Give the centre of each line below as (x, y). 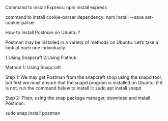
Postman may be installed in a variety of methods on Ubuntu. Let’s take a (82, 42)
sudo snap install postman (33, 113)
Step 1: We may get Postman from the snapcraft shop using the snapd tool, (84, 77)
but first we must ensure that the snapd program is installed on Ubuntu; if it (84, 83)
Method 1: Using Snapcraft (33, 67)
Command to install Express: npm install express (56, 7)
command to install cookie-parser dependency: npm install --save (75, 17)
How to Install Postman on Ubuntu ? (43, 32)
